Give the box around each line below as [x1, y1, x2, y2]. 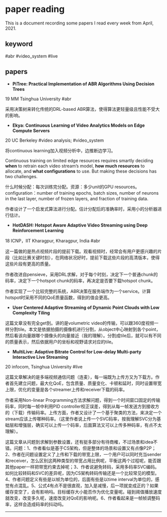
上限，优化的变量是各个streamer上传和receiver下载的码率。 [5, 386, 128, 392]
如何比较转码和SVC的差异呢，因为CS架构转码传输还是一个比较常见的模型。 [5, 470, 160, 476]
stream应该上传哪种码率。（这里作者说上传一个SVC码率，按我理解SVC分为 [5, 416, 157, 422]
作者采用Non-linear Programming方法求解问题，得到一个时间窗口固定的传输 [5, 397, 161, 403]
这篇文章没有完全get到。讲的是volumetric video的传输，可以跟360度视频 [5, 320, 155, 326]
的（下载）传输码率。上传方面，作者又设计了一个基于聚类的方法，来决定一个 [5, 409, 162, 415]
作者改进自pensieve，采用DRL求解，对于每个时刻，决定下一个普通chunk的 [5, 271, 158, 277]
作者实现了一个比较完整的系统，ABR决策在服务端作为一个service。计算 [5, 288, 151, 294]
